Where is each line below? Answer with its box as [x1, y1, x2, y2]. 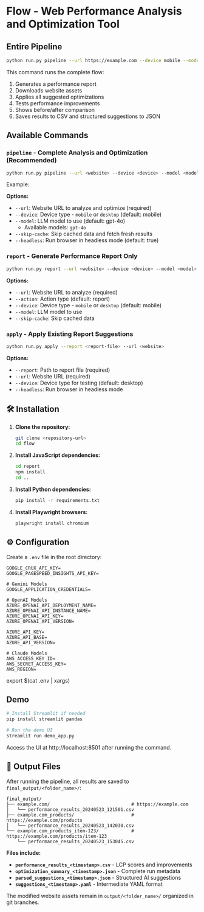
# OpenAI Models [6, 597, 47, 603]
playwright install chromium [15, 520, 89, 526]
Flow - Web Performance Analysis [6, 4, 182, 18]
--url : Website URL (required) [15, 372, 91, 380]
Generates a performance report [15, 80, 97, 88]
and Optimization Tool [6, 17, 120, 31]
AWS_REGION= [6, 666, 36, 672]
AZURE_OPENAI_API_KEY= [6, 613, 64, 619]
